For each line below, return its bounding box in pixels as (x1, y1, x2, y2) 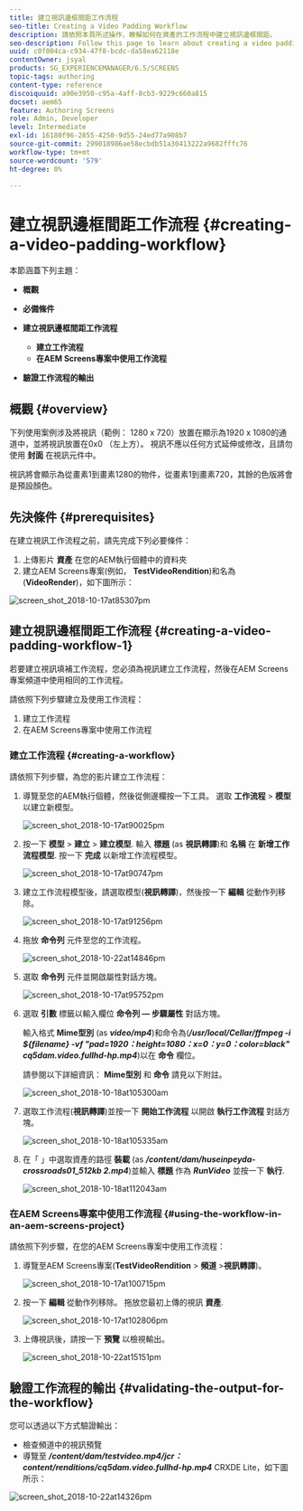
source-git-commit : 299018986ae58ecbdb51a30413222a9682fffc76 (9, 139, 248, 148)
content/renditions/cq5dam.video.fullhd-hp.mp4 (22, 1462, 213, 1473)
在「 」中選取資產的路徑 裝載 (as (22, 1154, 144, 1165)
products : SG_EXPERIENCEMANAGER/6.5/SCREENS (9, 64, 179, 73)
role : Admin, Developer (9, 114, 99, 123)
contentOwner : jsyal (9, 55, 87, 64)
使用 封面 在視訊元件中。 (9, 449, 101, 461)
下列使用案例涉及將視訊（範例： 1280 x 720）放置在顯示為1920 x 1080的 (9, 427, 280, 439)
